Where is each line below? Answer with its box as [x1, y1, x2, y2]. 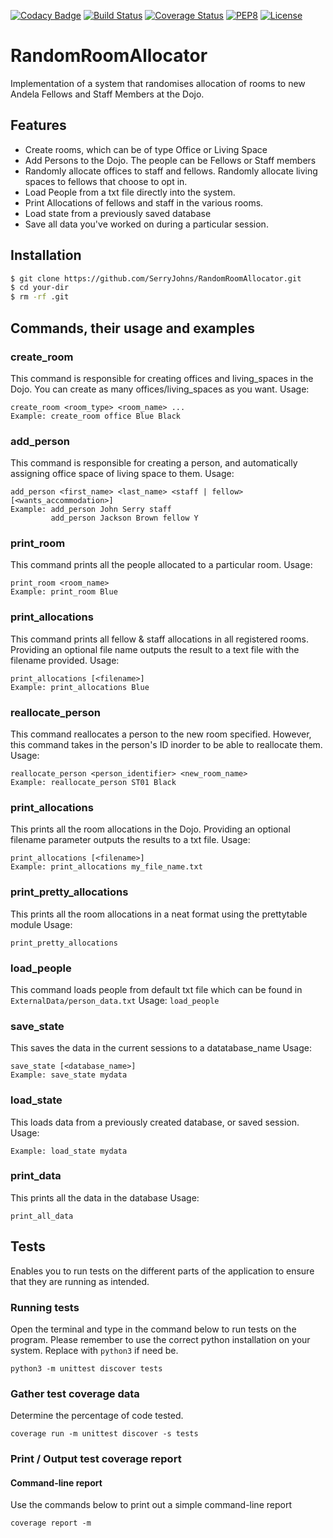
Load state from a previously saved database [24, 207, 212, 219]
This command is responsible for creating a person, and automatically [10, 457, 298, 469]
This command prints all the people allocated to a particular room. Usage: [10, 559, 313, 571]
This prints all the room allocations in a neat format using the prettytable [10, 908, 308, 920]
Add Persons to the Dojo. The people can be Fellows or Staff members [24, 154, 317, 166]
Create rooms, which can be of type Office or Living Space [24, 143, 268, 155]
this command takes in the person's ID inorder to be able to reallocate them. [10, 739, 323, 751]
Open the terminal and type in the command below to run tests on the [10, 1323, 297, 1335]
